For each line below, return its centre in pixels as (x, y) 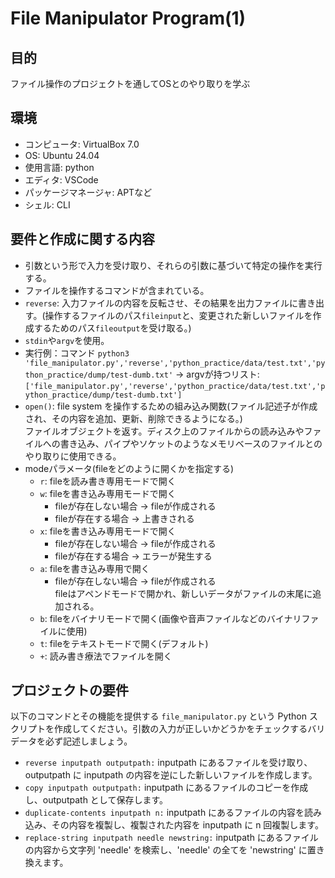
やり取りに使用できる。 (73, 456)
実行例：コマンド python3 (77, 353)
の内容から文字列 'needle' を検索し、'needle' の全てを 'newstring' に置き (174, 850)
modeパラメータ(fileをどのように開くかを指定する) (129, 468)
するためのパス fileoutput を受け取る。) (112, 328)
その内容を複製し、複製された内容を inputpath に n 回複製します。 (187, 825)
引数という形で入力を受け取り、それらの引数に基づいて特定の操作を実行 (173, 265)
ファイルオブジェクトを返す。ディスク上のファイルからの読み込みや (164, 431)
